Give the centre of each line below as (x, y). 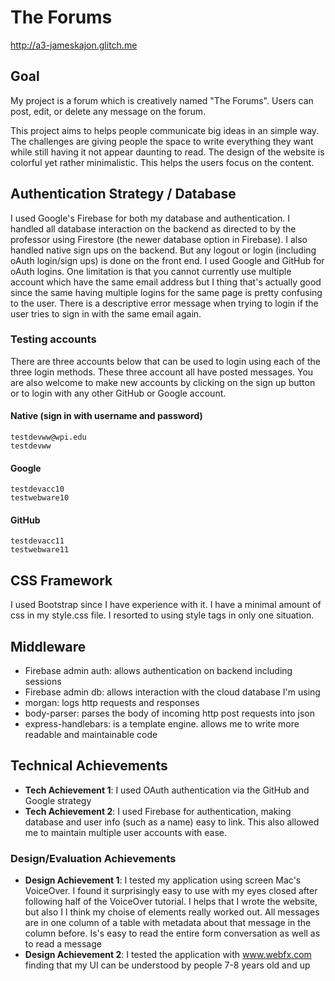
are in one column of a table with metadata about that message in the (168, 923)
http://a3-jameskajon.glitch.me (74, 45)
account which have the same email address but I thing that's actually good (166, 282)
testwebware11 (40, 550)
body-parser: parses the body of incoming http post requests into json (169, 713)
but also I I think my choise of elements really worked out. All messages (172, 912)
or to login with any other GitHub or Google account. (118, 393)
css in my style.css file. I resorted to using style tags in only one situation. (162, 615)
